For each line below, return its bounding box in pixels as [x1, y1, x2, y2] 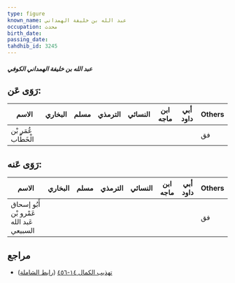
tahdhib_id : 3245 [7, 43, 58, 50]
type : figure [7, 10, 45, 17]
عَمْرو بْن [10, 208, 36, 218]
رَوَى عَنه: [7, 158, 42, 170]
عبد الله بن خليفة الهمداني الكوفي [7, 64, 93, 73]
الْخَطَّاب [10, 134, 34, 144]
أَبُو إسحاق [10, 200, 41, 210]
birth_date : [7, 29, 42, 37]
